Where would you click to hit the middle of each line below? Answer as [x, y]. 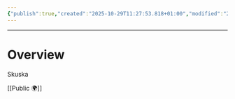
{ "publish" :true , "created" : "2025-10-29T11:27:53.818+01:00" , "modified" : [115, 14]
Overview [36, 55]
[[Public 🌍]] [25, 88]
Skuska [18, 74]
